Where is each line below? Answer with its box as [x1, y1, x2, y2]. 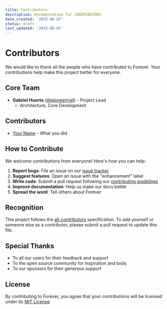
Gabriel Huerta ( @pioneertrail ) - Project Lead [12, 97, 106, 103]
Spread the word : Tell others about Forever [12, 188, 102, 195]
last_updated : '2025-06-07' [5, 26, 64, 31]
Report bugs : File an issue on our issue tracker [12, 167, 109, 173]
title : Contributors [5, 7, 48, 12]
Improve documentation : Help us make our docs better [12, 183, 127, 189]
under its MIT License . [5, 298, 51, 304]
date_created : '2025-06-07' [5, 16, 64, 21]
